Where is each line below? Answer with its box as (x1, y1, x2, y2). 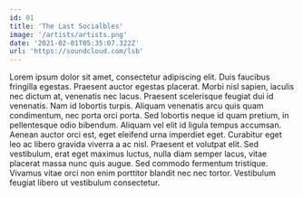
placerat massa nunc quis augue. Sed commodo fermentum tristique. (9, 158, 269, 169)
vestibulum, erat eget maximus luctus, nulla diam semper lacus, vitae (9, 148, 268, 159)
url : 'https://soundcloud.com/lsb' (9, 47, 144, 56)
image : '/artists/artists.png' (9, 30, 128, 39)
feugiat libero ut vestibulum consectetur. (9, 177, 161, 188)
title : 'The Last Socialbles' (9, 22, 124, 31)
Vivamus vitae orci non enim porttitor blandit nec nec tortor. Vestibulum (9, 168, 277, 179)
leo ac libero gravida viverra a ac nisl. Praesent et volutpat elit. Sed (9, 139, 259, 150)
